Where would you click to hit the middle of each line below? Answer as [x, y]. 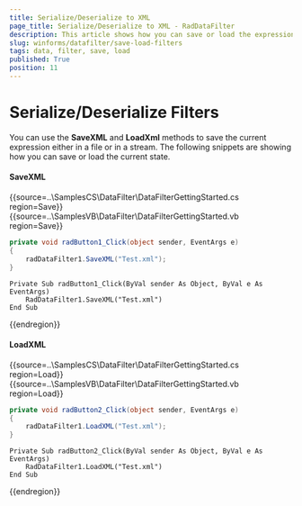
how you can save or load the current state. [90, 156]
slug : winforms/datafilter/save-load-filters [96, 43]
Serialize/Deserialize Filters [114, 113]
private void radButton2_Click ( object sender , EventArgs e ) [124, 410]
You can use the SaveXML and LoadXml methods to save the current [138, 137]
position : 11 [34, 68]
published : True [40, 59]
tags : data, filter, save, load [70, 51]
